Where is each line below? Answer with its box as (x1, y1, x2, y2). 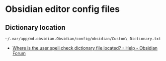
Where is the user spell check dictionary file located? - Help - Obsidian (12, 45, 158, 51)
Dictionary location (5, 23, 66, 32)
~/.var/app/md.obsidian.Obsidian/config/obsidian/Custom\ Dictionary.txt (5, 36, 162, 41)
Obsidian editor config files (5, 3, 120, 15)
